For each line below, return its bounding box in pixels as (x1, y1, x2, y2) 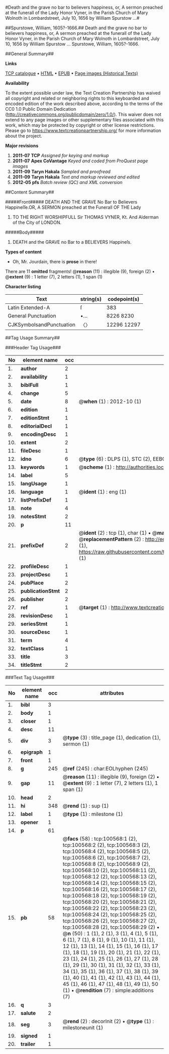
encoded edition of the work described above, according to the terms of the (5, 101, 163, 107)
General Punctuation (8, 312, 56, 319)
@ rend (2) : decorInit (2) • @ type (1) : (62, 1018, 154, 1025)
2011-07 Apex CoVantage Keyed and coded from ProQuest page (12, 158, 148, 164)
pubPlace (21, 579, 44, 586)
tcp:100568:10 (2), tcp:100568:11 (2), (62, 867, 157, 874)
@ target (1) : (78, 604, 110, 611)
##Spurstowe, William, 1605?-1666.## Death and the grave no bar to (5, 25, 147, 31)
